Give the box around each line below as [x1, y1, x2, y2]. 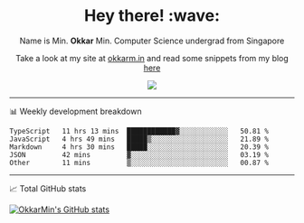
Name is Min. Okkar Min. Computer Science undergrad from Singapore [19, 35, 285, 46]
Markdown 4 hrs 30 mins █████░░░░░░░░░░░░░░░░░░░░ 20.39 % [9, 142, 270, 152]
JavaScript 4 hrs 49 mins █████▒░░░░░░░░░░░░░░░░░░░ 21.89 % [9, 135, 270, 144]
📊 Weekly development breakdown [9, 106, 142, 116]
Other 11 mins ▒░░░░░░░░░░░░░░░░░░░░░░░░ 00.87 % [9, 158, 270, 167]
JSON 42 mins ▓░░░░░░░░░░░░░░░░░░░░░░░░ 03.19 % [9, 150, 270, 159]
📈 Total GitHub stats [9, 182, 87, 194]
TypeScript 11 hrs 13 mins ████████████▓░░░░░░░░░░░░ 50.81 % [9, 126, 270, 135]
